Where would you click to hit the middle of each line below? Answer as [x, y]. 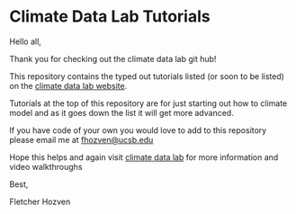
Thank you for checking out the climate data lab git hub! [113, 58]
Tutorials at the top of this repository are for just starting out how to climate [148, 103]
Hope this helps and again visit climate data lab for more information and [144, 157]
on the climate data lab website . [68, 85]
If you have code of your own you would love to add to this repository [138, 130]
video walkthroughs [46, 166]
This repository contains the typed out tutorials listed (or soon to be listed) [147, 76]
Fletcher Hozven [40, 201]
